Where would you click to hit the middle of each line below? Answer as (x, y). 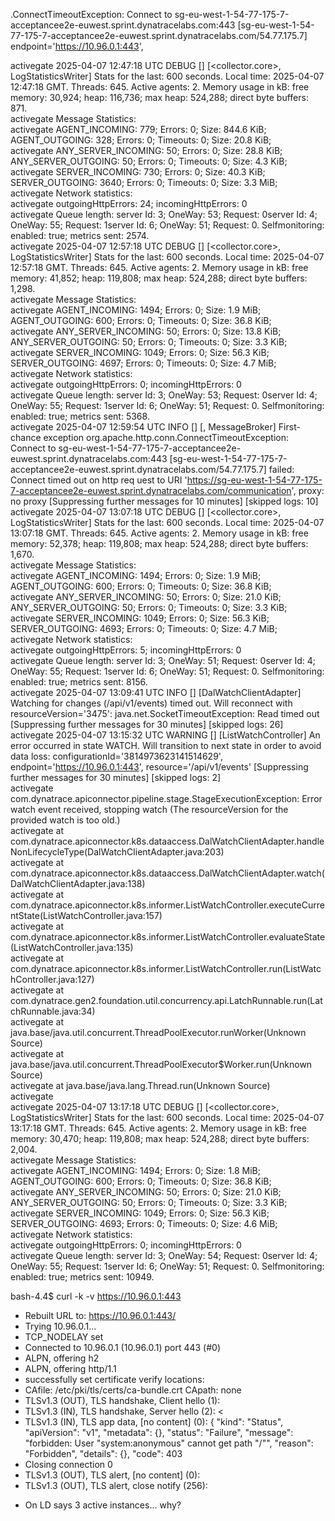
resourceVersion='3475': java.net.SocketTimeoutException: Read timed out (165, 713)
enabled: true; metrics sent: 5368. (80, 416)
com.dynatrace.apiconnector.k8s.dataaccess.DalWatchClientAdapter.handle (167, 841)
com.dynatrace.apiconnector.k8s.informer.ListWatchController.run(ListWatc (166, 968)
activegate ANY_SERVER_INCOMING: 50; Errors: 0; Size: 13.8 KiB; (146, 331)
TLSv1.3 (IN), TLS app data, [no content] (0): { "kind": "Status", (154, 1422)
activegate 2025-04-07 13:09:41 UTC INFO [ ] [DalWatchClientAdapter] (156, 692)
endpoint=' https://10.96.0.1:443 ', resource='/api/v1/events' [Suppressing (159, 767)
